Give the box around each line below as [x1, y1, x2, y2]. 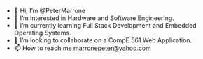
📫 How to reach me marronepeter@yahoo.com [13, 44, 152, 52]
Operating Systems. [13, 28, 71, 37]
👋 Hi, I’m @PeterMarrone [13, 7, 86, 15]
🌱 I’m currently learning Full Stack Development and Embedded [13, 22, 197, 29]
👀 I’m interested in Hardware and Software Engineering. [13, 14, 175, 22]
